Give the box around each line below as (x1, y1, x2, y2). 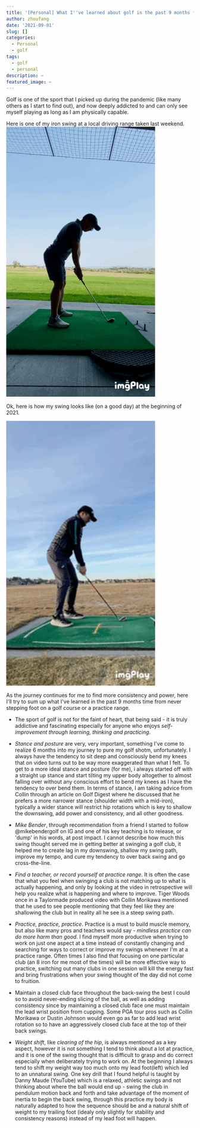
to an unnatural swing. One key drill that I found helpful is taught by (14, 1070, 180, 1077)
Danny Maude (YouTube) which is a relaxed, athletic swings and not (14, 1077, 182, 1084)
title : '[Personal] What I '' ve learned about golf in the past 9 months (6, 10, 190, 16)
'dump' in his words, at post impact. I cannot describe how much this (14, 834, 185, 841)
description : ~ (6, 72, 44, 79)
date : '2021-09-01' (6, 22, 55, 28)
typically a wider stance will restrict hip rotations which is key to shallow (14, 803, 192, 811)
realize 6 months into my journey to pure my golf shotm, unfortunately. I (14, 746, 191, 753)
